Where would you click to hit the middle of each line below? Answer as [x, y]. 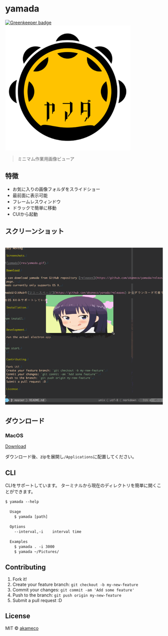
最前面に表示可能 [30, 195]
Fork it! [20, 579]
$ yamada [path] [31, 517]
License [18, 616]
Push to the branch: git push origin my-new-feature [67, 595]
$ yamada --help [22, 502]
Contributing [25, 567]
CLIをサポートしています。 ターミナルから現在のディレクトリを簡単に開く [81, 485]
